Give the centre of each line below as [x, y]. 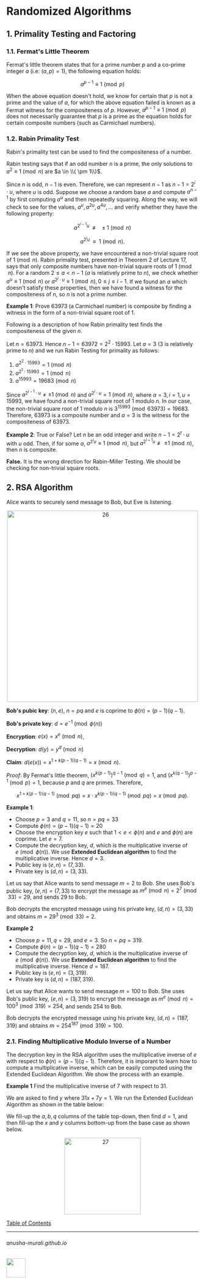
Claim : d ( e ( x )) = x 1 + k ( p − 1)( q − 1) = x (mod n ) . [63, 762]
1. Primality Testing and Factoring [71, 34]
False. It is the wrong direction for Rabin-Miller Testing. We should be [94, 462]
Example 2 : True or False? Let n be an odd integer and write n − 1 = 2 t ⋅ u [98, 434]
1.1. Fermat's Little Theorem [48, 51]
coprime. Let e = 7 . [39, 839]
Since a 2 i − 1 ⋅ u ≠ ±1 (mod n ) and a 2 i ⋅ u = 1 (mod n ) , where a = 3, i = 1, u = [99, 394]
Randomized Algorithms [69, 11]
